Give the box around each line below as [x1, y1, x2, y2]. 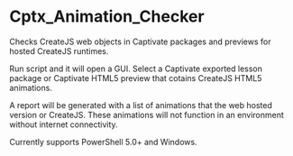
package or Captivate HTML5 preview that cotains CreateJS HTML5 [9, 72, 262, 83]
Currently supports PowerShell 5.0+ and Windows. [9, 136, 197, 147]
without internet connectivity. [9, 119, 119, 130]
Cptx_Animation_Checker [9, 6, 205, 27]
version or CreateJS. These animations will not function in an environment [9, 109, 284, 120]
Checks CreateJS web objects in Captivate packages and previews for [9, 36, 271, 47]
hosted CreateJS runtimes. [9, 45, 109, 56]
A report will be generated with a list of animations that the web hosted [9, 99, 273, 110]
